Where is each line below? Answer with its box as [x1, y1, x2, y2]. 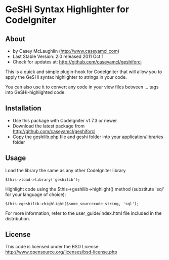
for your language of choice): [5, 191, 66, 198]
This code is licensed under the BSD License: [5, 244, 100, 250]
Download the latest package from [12, 123, 85, 129]
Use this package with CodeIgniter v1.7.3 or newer [12, 117, 117, 123]
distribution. [5, 215, 30, 221]
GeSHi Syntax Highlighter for [5, 4, 130, 15]
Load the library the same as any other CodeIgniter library [5, 167, 126, 173]
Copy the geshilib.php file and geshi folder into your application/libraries [12, 134, 163, 140]
